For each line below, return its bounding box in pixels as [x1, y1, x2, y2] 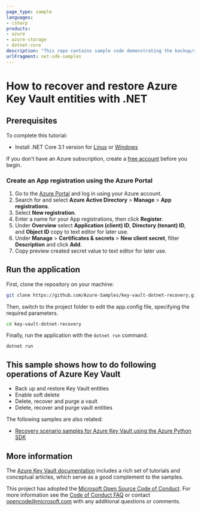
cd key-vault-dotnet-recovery [6, 321, 82, 327]
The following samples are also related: [6, 416, 103, 423]
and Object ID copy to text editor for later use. [14, 228, 129, 235]
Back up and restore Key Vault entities [14, 385, 109, 392]
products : [6, 25, 31, 32]
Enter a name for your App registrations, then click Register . [14, 215, 164, 223]
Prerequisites [6, 116, 57, 126]
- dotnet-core [6, 43, 42, 49]
